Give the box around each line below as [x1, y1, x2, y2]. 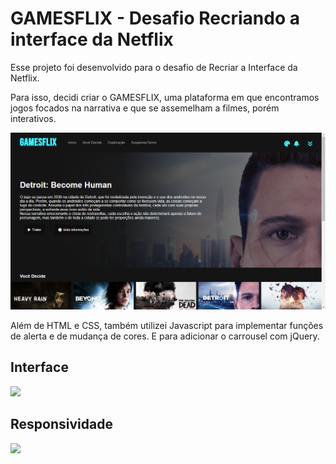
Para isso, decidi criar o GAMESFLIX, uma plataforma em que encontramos [10, 91, 320, 103]
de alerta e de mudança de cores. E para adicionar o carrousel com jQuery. [10, 330, 320, 342]
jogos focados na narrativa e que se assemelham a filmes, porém [10, 102, 280, 114]
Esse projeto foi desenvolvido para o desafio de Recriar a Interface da [10, 61, 298, 73]
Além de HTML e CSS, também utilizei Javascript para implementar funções [10, 319, 324, 331]
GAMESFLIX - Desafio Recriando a [10, 7, 300, 30]
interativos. [10, 112, 57, 124]
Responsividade [10, 416, 113, 433]
